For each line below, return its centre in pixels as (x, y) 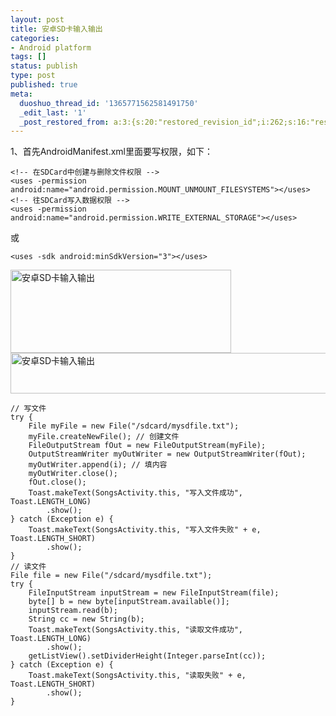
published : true (44, 85)
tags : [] (28, 57)
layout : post (37, 19)
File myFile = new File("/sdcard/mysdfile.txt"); (134, 426)
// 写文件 (28, 409)
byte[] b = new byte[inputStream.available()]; (129, 602)
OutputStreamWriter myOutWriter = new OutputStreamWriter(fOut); (167, 454)
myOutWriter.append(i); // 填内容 (98, 465)
